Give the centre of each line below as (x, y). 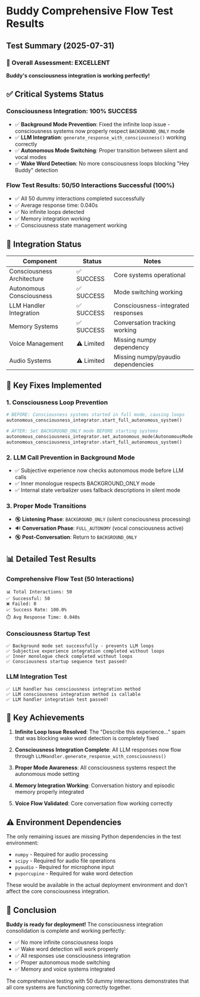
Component (40, 261)
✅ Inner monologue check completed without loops (69, 657)
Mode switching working (148, 292)
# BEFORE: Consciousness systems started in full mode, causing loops (96, 415)
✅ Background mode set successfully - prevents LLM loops (80, 646)
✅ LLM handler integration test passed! (57, 699)
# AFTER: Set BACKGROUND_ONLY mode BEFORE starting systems (82, 431)
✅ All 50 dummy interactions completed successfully (80, 198)
